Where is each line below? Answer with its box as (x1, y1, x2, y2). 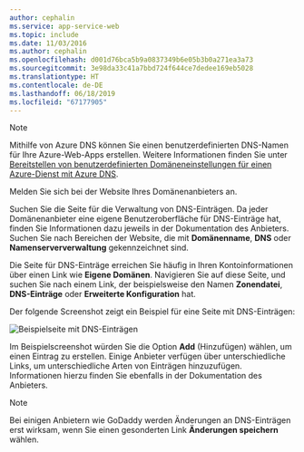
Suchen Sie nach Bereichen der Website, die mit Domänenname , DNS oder (9, 233, 292, 244)
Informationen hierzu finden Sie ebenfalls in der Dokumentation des (9, 370, 263, 381)
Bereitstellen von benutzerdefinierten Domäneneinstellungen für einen (9, 159, 272, 170)
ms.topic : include (9, 30, 79, 39)
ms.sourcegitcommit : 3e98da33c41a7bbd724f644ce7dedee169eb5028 (9, 64, 254, 73)
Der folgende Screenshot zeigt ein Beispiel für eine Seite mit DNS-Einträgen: (9, 306, 296, 317)
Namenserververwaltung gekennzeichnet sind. (9, 242, 189, 254)
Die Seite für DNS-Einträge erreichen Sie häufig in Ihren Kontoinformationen (9, 260, 293, 271)
